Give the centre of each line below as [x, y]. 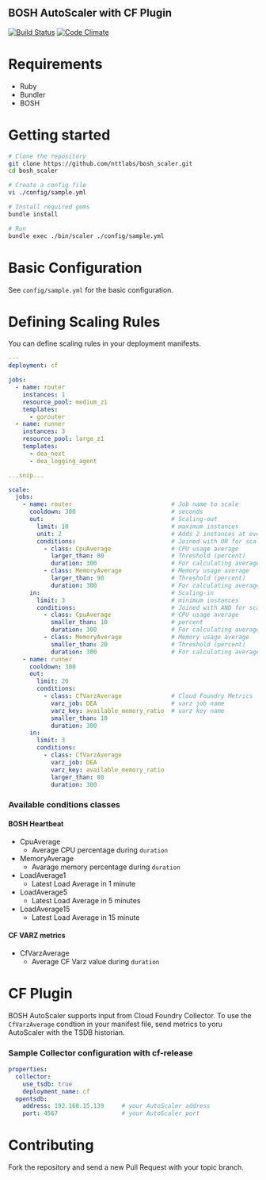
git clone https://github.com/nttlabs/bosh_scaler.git [101, 163]
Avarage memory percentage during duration [106, 867]
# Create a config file [47, 186]
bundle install [33, 214]
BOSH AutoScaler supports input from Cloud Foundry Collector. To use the [130, 1015]
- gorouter [47, 417]
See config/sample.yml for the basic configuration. [91, 289]
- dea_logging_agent [63, 461]
